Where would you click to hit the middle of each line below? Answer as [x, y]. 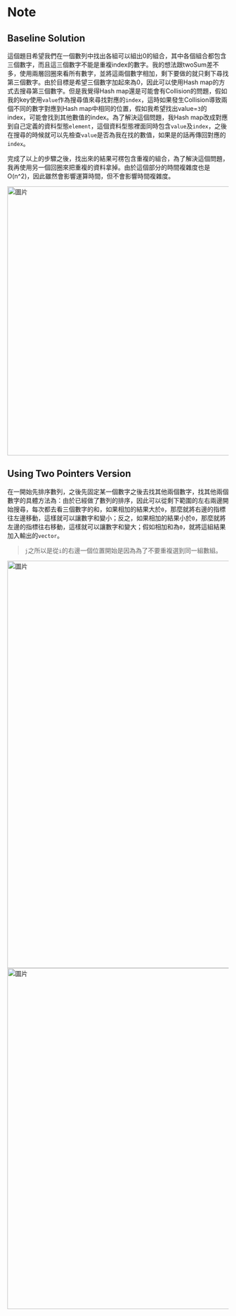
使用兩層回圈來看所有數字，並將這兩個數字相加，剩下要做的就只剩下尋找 [124, 73]
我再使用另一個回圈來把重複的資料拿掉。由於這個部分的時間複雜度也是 [109, 167]
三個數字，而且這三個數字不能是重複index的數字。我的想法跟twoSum [107, 65]
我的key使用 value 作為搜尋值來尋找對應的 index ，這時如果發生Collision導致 [114, 100]
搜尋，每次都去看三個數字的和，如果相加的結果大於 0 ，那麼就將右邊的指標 [119, 509]
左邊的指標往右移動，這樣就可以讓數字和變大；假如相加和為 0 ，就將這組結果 [117, 527]
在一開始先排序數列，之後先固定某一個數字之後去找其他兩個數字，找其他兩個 [118, 492]
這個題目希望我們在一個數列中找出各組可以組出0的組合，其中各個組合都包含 [117, 56]
